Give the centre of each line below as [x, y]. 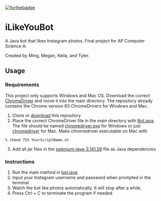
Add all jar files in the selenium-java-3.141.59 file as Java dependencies [84, 149]
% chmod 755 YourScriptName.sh [37, 140]
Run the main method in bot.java [45, 172]
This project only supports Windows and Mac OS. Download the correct [78, 95]
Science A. [16, 46]
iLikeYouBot [29, 27]
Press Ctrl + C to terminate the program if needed [62, 193]
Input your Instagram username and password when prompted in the [81, 177]
